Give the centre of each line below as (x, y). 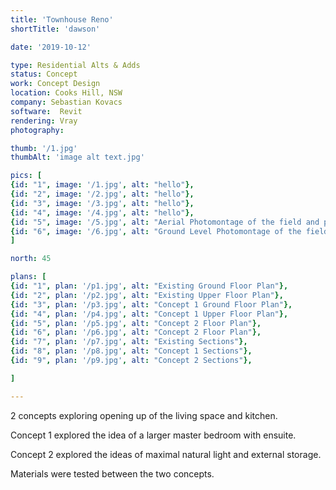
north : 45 (31, 259)
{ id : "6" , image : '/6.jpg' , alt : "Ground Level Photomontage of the (156, 231)
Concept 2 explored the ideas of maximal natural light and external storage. (166, 454)
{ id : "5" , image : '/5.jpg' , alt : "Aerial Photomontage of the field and (165, 222)
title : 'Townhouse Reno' (62, 19)
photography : (37, 130)
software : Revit (46, 111)
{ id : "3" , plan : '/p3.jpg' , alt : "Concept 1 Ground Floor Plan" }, (151, 304)
